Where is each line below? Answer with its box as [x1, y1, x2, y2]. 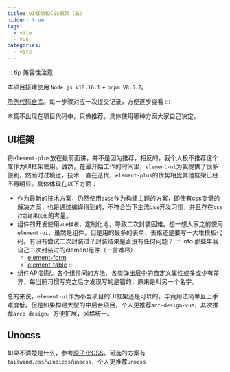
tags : [7, 23, 23, 30]
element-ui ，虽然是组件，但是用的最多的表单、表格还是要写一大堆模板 [16, 228, 217, 237]
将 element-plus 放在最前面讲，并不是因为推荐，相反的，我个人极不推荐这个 [7, 153, 218, 162]
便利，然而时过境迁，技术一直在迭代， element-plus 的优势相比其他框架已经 [7, 171, 218, 179]
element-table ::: [27, 261, 74, 269]
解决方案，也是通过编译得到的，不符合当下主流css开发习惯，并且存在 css [16, 202, 223, 210]
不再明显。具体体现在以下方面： [7, 179, 97, 188]
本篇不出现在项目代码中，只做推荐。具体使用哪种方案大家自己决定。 [7, 111, 200, 120]
